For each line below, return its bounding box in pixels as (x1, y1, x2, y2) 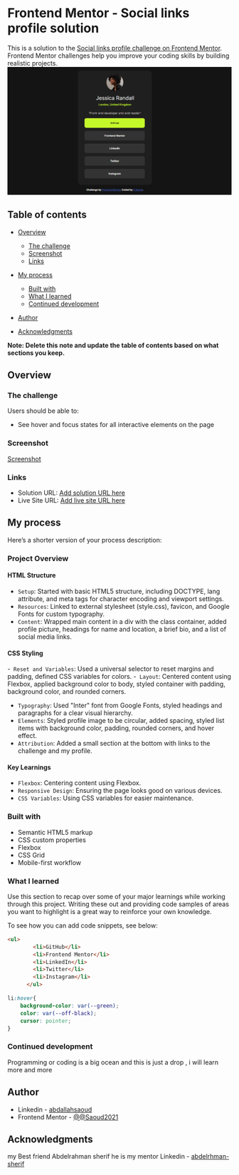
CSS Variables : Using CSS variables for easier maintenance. (17, 794, 194, 803)
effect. (17, 732, 38, 740)
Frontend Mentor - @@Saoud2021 (17, 1112, 119, 1121)
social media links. (17, 632, 73, 641)
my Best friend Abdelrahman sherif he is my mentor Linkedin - (7, 1152, 190, 1161)
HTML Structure (7, 571, 56, 580)
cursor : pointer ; (20, 1017, 72, 1025)
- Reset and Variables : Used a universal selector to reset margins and (7, 665, 215, 673)
